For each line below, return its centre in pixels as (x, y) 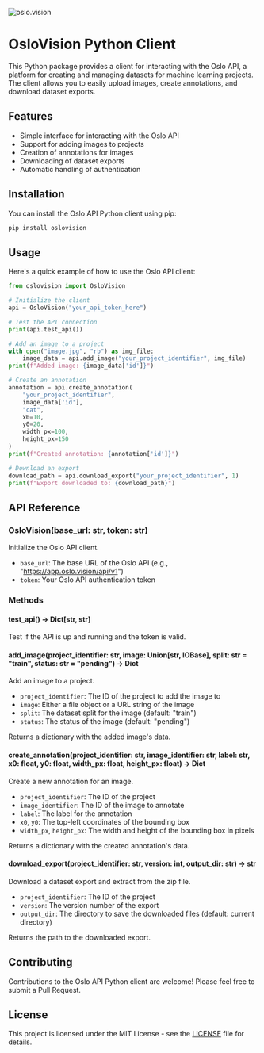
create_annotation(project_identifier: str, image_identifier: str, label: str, (129, 755)
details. (20, 1042)
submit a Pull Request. (45, 990)
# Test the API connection (53, 322)
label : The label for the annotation (76, 814)
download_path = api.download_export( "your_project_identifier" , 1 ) (124, 476)
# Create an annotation (48, 381)
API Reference (44, 507)
